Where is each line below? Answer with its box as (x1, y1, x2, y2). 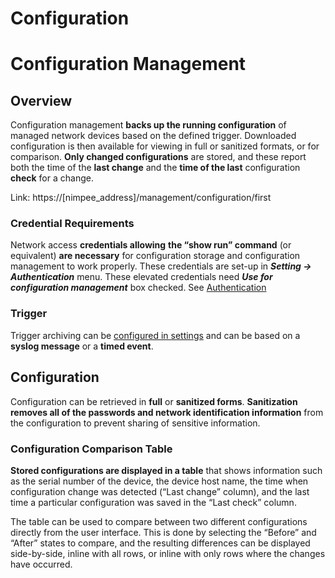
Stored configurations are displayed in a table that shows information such (10, 464, 323, 476)
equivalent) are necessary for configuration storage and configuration (10, 250, 301, 262)
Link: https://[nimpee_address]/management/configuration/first (10, 192, 272, 204)
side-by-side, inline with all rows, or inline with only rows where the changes (10, 547, 326, 559)
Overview (10, 92, 73, 109)
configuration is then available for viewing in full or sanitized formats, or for (10, 140, 320, 152)
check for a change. (10, 172, 94, 184)
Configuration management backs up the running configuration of (10, 119, 287, 131)
